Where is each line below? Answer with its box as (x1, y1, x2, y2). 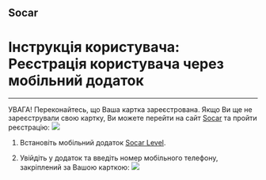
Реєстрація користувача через (8, 54, 224, 73)
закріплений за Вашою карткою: (19, 163, 130, 172)
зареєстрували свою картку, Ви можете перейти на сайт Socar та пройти (8, 114, 257, 123)
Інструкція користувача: (8, 38, 180, 56)
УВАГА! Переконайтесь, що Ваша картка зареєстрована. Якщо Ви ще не (8, 105, 253, 114)
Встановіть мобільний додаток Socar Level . (19, 138, 166, 148)
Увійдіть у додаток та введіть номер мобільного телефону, (19, 153, 218, 163)
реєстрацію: (8, 122, 50, 133)
